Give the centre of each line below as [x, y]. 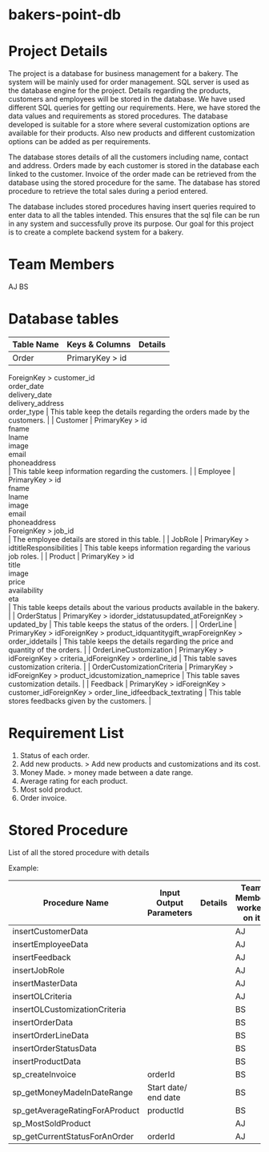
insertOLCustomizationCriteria [69, 1009]
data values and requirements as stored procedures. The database [118, 116]
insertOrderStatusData [55, 1048]
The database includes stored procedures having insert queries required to [132, 207]
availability [26, 590]
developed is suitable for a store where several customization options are [129, 125]
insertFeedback [42, 957]
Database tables [64, 319]
